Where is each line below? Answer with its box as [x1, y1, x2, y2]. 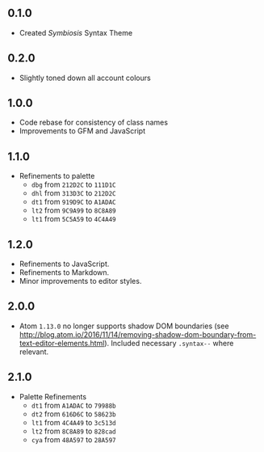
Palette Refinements [19, 391, 86, 401]
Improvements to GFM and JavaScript [19, 126, 146, 136]
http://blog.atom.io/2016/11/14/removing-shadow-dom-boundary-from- [19, 329, 257, 339]
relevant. [19, 347, 49, 357]
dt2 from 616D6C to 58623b [31, 408, 116, 419]
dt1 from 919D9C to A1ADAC [31, 197, 116, 207]
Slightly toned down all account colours [19, 73, 151, 82]
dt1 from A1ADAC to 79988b [31, 400, 116, 410]
